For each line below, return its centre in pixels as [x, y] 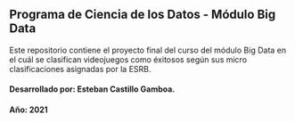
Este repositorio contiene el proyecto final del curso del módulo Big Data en [148, 50]
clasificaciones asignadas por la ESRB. [80, 69]
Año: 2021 [29, 110]
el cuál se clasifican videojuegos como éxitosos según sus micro [128, 59]
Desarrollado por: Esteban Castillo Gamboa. [92, 89]
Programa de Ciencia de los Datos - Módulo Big [143, 15]
